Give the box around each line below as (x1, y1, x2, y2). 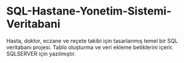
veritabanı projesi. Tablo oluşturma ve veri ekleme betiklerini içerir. (6, 44, 174, 51)
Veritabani (6, 17, 61, 31)
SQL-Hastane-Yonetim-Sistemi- (6, 4, 172, 18)
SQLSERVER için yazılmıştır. (6, 50, 76, 57)
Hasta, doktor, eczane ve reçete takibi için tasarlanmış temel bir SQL (6, 37, 178, 44)
